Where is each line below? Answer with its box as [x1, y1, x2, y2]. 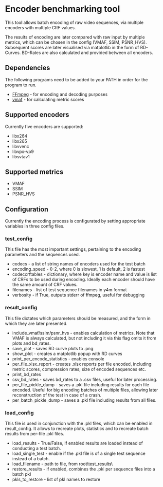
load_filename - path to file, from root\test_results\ [12, 461, 113, 467]
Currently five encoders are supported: [5, 123, 84, 130]
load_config [5, 409, 34, 416]
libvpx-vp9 [12, 149, 34, 154]
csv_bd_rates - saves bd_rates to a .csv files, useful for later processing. [12, 376, 158, 382]
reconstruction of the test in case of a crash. [12, 392, 101, 398]
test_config [5, 235, 33, 242]
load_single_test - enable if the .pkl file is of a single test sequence [12, 450, 146, 456]
